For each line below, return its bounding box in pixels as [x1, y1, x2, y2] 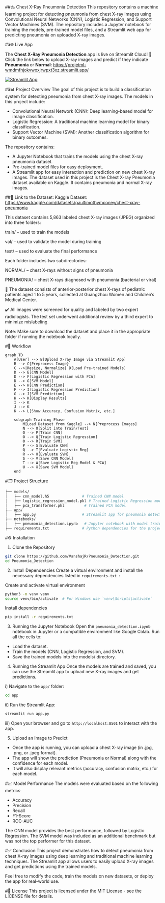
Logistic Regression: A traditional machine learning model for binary [12, 119, 150, 125]
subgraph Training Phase [14, 417, 65, 422]
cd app [5, 693, 19, 698]
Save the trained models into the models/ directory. [12, 654, 116, 660]
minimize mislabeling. [5, 319, 49, 325]
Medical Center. [5, 297, 37, 303]
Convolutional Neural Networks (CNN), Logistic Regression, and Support [5, 16, 152, 22]
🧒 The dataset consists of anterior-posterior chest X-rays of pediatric [5, 286, 145, 292]
